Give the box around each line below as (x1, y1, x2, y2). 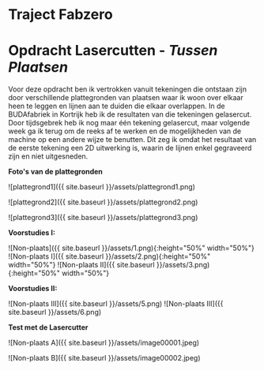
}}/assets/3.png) (157, 260, 210, 270)
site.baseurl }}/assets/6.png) (8, 308, 102, 317)
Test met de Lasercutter (8, 323, 89, 332)
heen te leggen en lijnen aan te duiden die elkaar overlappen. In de (8, 101, 225, 111)
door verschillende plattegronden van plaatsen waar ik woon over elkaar (8, 93, 243, 103)
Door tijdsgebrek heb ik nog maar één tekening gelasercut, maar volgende (8, 118, 251, 128)
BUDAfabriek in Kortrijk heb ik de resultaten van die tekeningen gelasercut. (8, 110, 252, 119)
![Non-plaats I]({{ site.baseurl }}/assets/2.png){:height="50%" (8, 252, 211, 261)
